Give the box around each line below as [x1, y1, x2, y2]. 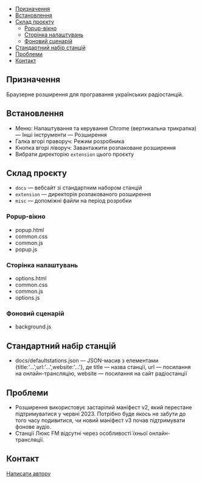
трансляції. [15, 435, 44, 443]
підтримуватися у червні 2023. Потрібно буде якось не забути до [15, 410, 186, 417]
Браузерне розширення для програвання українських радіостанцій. [6, 91, 184, 98]
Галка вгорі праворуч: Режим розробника [15, 137, 125, 145]
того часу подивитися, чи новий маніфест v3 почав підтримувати [15, 417, 186, 424]
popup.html [15, 226, 44, 233]
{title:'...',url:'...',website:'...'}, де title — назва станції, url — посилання [15, 364, 191, 371]
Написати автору [6, 470, 51, 477]
